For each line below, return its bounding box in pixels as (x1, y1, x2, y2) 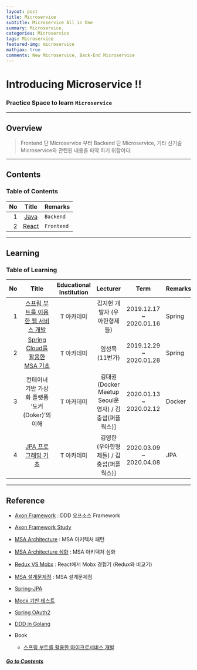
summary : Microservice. (6, 25, 64, 31)
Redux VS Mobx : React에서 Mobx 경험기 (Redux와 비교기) (14, 561, 152, 568)
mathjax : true (6, 47, 41, 53)
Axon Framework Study (14, 524, 72, 531)
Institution (59, 289, 89, 297)
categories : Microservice (6, 31, 69, 36)
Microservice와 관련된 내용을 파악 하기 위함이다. (20, 146, 132, 153)
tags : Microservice (6, 36, 54, 42)
